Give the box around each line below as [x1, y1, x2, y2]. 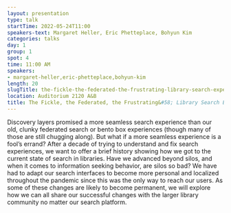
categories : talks [7, 36, 60, 42]
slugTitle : [7, 86, 38, 93]
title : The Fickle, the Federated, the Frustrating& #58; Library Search [7, 99, 220, 106]
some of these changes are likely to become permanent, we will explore [7, 183, 211, 192]
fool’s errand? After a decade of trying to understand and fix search [7, 140, 199, 148]
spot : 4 [7, 55, 30, 62]
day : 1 [7, 42, 26, 49]
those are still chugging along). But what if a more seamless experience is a [7, 132, 221, 140]
